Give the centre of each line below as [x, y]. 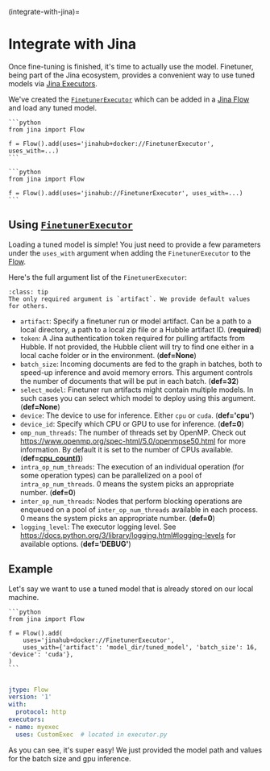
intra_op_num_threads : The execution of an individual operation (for [132, 466]
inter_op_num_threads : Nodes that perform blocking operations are [131, 501]
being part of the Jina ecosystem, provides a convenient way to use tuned [132, 75]
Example [31, 569]
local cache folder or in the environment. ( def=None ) [108, 355]
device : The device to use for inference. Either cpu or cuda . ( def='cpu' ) [137, 415]
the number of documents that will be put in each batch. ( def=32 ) [129, 381]
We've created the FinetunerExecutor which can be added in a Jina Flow [129, 99]
